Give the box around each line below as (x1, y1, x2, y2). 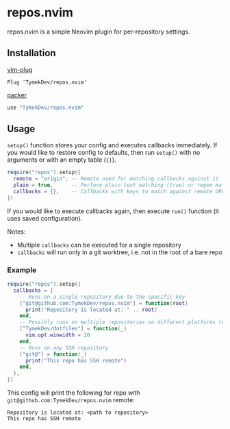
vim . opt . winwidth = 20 (25, 332, 90, 339)
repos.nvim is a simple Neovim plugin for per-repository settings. (7, 27, 190, 36)
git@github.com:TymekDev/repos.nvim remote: (7, 396, 135, 404)
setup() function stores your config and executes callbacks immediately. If (7, 141, 218, 149)
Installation (7, 47, 56, 59)
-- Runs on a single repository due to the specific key (19, 293, 186, 300)
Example (7, 265, 37, 275)
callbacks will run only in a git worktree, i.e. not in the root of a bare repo (16, 248, 222, 256)
